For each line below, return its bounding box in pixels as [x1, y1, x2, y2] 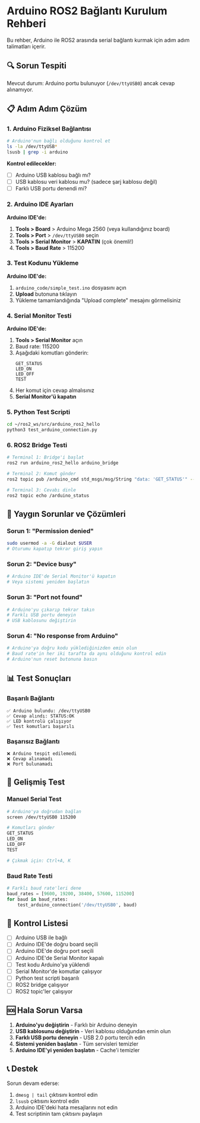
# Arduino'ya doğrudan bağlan [7, 808, 82, 814]
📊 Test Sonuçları [7, 673, 71, 683]
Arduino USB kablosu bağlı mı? [15, 171, 91, 179]
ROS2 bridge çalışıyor [15, 981, 69, 988]
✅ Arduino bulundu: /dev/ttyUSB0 [7, 708, 91, 714]
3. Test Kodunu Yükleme [7, 259, 79, 267]
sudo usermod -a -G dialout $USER [7, 540, 93, 547]
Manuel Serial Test [7, 795, 62, 804]
